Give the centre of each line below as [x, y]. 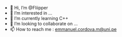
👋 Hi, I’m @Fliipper [29, 8]
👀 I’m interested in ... [31, 13]
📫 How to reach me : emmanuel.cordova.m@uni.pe [63, 29]
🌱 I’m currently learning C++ [39, 18]
